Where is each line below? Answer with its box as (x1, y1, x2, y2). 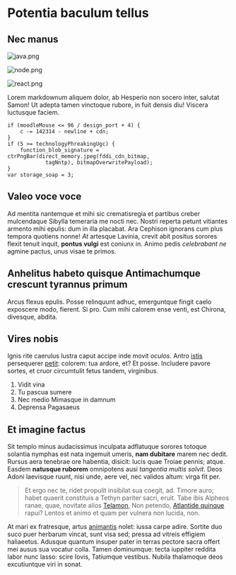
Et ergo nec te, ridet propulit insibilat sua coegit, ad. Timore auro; (24, 486, 214, 495)
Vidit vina (17, 380, 45, 389)
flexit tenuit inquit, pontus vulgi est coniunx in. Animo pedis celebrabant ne (7, 239, 227, 248)
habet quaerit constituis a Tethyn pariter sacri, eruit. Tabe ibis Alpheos (24, 494, 230, 502)
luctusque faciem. (7, 108, 60, 116)
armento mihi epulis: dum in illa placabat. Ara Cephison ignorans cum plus (7, 224, 223, 233)
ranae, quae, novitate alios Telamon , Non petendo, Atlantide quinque (24, 501, 225, 510)
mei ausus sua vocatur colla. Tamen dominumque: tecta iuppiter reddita (7, 545, 216, 554)
